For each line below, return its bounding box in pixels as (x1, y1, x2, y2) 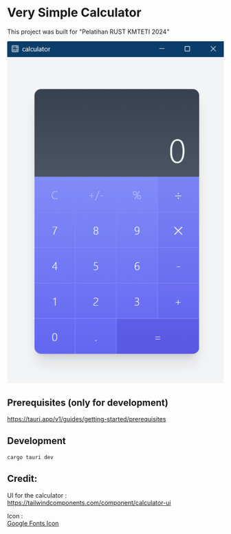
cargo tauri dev (7, 454, 54, 461)
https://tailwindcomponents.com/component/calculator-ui (7, 498, 171, 507)
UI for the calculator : (7, 491, 67, 499)
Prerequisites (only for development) (7, 397, 168, 408)
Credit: (7, 473, 38, 485)
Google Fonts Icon (7, 519, 59, 527)
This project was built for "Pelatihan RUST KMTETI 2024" (7, 27, 170, 36)
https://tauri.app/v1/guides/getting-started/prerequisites (7, 415, 166, 423)
